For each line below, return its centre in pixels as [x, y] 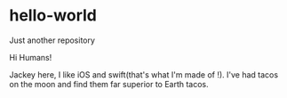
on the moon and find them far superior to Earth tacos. [109, 84]
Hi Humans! [31, 57]
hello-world [53, 16]
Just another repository [52, 40]
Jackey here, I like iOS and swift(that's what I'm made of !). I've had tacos [143, 74]
